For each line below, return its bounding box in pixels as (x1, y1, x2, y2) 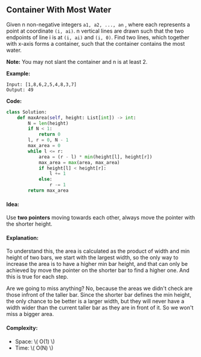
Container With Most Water (6, 5, 112, 15)
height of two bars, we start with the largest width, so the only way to (6, 254, 179, 261)
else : (38, 176, 53, 183)
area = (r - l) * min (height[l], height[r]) (38, 154, 153, 160)
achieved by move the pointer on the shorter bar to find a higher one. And (6, 267, 190, 274)
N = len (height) (28, 120, 69, 126)
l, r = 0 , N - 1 (28, 137, 69, 144)
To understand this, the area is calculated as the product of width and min (6, 247, 190, 255)
